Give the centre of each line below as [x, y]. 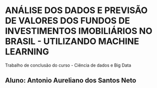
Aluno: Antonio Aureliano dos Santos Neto [71, 80]
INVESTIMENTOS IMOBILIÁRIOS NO [79, 31]
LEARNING [27, 52]
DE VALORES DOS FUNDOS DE [68, 21]
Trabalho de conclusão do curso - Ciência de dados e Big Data [68, 65]
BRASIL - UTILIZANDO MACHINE [72, 42]
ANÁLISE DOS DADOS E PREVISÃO [76, 10]
